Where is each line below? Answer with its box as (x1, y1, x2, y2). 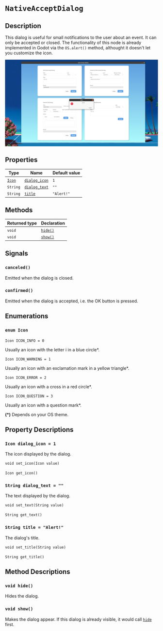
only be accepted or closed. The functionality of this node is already (5, 40, 142, 46)
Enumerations (5, 312, 49, 320)
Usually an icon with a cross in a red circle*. (5, 383, 92, 390)
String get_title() (5, 554, 45, 559)
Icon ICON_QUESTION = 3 (5, 394, 53, 398)
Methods (5, 206, 33, 214)
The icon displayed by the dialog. (5, 451, 71, 457)
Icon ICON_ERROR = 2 (5, 375, 47, 380)
